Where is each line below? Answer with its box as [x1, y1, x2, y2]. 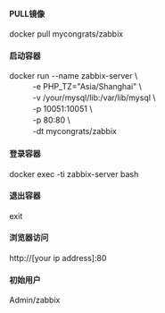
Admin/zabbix [9, 295, 61, 306]
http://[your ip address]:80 [9, 253, 107, 264]
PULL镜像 [9, 8, 45, 19]
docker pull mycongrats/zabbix [9, 29, 123, 39]
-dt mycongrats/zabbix [32, 126, 118, 137]
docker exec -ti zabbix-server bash [9, 168, 139, 179]
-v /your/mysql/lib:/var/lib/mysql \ [32, 92, 156, 103]
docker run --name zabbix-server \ [9, 71, 138, 81]
